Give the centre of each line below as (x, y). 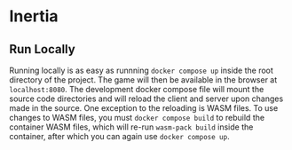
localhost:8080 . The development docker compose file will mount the (137, 89)
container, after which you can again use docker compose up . (119, 136)
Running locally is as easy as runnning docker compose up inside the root (141, 70)
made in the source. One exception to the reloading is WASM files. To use (144, 108)
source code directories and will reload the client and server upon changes (146, 99)
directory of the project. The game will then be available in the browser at (143, 80)
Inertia (34, 16)
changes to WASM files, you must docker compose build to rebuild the (137, 118)
